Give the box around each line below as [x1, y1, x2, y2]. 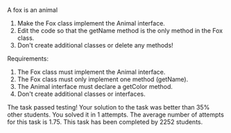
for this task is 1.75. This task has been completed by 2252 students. [7, 118, 203, 126]
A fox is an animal [7, 6, 58, 14]
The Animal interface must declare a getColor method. [17, 83, 173, 90]
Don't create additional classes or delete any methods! [17, 41, 173, 49]
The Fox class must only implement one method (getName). [17, 75, 189, 83]
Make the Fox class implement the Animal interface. [17, 19, 165, 27]
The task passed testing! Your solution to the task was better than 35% [7, 103, 210, 111]
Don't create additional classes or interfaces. [17, 90, 146, 98]
